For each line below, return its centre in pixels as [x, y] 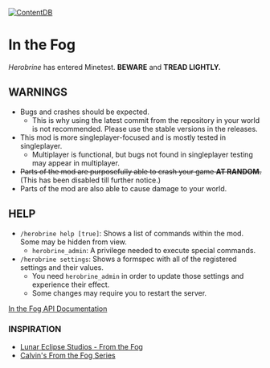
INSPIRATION [35, 329]
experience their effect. [71, 284]
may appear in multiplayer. [76, 163]
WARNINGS [38, 92]
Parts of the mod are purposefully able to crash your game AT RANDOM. [141, 171]
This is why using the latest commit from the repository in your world [146, 120]
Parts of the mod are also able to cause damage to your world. [123, 188]
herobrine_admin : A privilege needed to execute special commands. [143, 250]
